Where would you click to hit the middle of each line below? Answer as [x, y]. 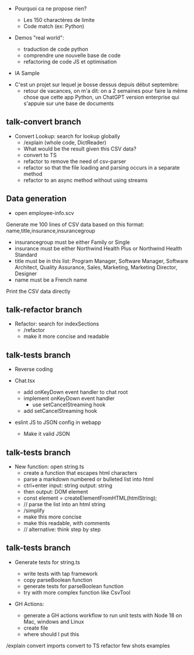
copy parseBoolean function [58, 580]
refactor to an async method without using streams [86, 180]
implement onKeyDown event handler [69, 399]
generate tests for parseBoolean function [73, 586]
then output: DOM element [56, 492]
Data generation [36, 199]
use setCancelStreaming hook [69, 405]
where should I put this [51, 634]
